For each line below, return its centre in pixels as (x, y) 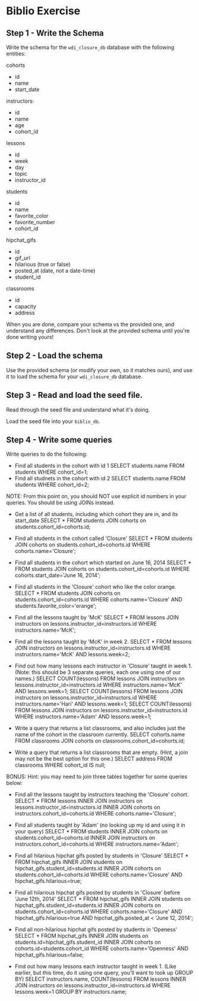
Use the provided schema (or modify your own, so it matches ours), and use (99, 370)
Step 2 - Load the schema (54, 356)
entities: (16, 54)
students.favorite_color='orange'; (56, 606)
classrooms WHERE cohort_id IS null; (60, 765)
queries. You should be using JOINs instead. (60, 503)
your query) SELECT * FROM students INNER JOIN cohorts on (91, 832)
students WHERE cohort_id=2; (52, 485)
